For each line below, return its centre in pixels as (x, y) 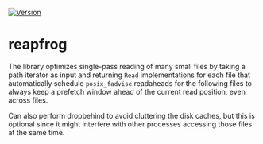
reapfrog (38, 45)
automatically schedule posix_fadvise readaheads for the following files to (130, 83)
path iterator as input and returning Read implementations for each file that (130, 75)
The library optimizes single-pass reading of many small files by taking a (127, 66)
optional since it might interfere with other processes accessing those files (130, 124)
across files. (28, 100)
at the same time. (37, 132)
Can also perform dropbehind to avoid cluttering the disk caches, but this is (132, 115)
